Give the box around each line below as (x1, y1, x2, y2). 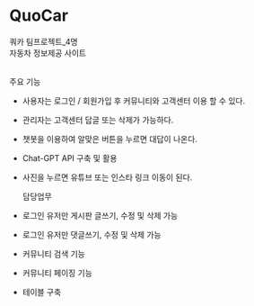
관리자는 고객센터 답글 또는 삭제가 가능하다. (22, 114, 174, 125)
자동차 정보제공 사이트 (9, 47, 87, 58)
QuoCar (9, 5, 69, 26)
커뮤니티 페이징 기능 (22, 267, 92, 278)
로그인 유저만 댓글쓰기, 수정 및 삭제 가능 (22, 229, 162, 239)
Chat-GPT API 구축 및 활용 (22, 152, 118, 163)
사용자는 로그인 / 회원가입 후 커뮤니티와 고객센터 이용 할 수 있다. (22, 95, 246, 106)
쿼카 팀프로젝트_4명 (9, 36, 78, 47)
